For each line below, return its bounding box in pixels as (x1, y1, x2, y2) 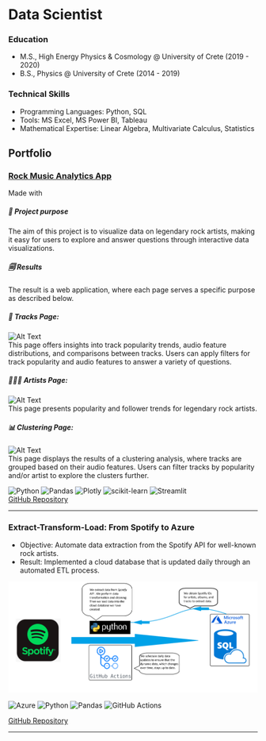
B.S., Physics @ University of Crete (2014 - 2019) (19, 69, 180, 79)
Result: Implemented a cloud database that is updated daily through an (19, 557, 251, 566)
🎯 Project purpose (8, 206, 69, 216)
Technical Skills (8, 89, 70, 100)
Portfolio (8, 147, 52, 160)
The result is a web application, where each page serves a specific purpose (8, 285, 256, 295)
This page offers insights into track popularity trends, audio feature (8, 340, 227, 350)
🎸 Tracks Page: (8, 312, 59, 321)
